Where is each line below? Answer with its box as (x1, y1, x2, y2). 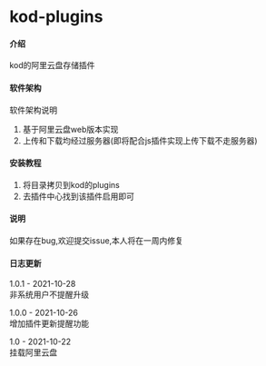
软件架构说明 (9, 104, 57, 115)
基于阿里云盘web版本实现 (22, 124, 119, 134)
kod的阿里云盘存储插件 (9, 60, 95, 71)
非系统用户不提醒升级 (9, 289, 89, 301)
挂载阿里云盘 (9, 347, 57, 358)
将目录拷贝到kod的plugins (22, 179, 121, 190)
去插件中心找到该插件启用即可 (22, 191, 134, 202)
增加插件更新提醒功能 (9, 318, 89, 329)
